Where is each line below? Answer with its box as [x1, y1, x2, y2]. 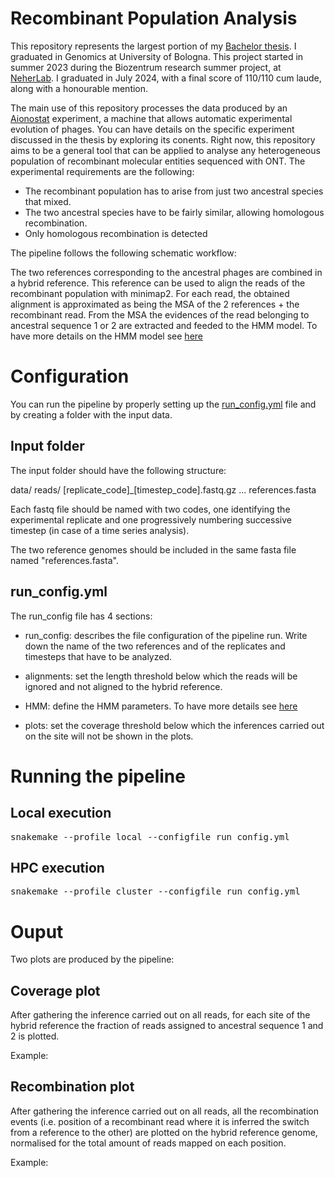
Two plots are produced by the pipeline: [10, 953, 175, 966]
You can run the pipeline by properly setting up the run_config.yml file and [10, 398, 317, 410]
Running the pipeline [10, 765, 186, 787]
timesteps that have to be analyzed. [24, 650, 173, 662]
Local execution [10, 805, 112, 822]
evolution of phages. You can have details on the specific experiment [10, 123, 295, 135]
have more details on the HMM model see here [10, 330, 203, 342]
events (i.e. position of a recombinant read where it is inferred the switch [10, 1115, 310, 1127]
